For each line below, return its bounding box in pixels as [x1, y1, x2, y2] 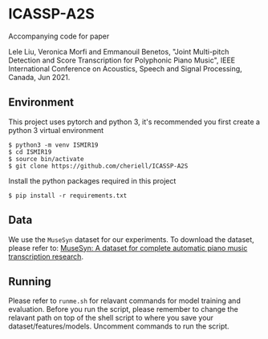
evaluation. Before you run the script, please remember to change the [8, 305, 238, 314]
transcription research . [8, 252, 84, 261]
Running [8, 274, 52, 289]
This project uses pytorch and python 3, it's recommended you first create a [8, 117, 261, 127]
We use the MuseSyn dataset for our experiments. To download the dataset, [8, 234, 254, 244]
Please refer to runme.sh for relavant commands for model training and [8, 296, 241, 305]
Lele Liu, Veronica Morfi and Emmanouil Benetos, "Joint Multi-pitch [8, 46, 229, 56]
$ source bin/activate [8, 155, 84, 163]
